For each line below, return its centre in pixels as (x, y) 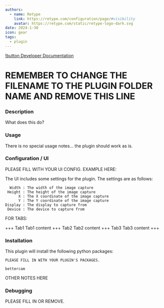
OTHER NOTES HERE (27, 278)
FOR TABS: (16, 218)
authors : (14, 10)
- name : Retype (25, 14)
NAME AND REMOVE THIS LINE (70, 96)
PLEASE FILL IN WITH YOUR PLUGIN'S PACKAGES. (52, 260)
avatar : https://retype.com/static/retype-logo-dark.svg (74, 23)
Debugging (19, 291)
